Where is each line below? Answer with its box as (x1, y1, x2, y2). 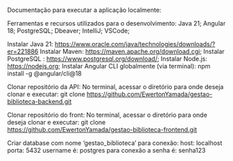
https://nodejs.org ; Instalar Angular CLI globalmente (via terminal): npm (7, 62, 211, 70)
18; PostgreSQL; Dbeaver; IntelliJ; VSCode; (7, 27, 130, 35)
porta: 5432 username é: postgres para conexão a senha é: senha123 (7, 146, 206, 154)
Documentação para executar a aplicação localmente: (7, 6, 162, 14)
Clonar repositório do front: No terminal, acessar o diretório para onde (7, 111, 208, 119)
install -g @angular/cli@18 (7, 69, 82, 77)
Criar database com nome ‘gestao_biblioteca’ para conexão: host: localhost (7, 139, 223, 147)
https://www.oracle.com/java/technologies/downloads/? (54, 40, 216, 48)
